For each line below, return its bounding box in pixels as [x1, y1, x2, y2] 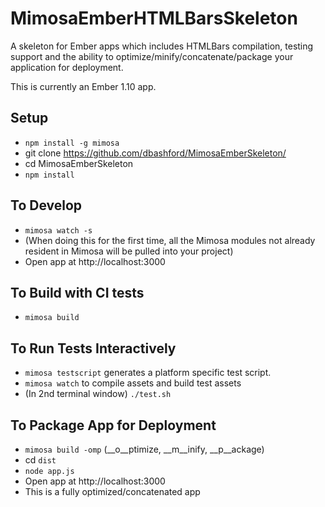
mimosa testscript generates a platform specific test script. [24, 367, 272, 379]
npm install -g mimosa [24, 138, 120, 148]
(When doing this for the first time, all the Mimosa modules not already [24, 234, 316, 246]
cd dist [24, 454, 57, 466]
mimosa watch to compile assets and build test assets [24, 377, 242, 389]
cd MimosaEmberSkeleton [24, 157, 134, 169]
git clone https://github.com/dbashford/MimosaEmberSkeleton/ [24, 147, 287, 159]
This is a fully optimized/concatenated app [24, 486, 201, 497]
